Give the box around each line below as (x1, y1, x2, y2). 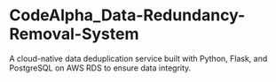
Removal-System (9, 24, 139, 44)
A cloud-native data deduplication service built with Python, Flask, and (9, 53, 268, 63)
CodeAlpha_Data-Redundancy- (9, 5, 246, 26)
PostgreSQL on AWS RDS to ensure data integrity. (9, 63, 192, 73)
